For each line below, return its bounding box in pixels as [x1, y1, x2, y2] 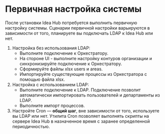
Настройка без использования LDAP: [12, 45, 91, 51]
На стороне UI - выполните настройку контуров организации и [19, 55, 152, 61]
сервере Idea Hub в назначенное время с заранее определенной [12, 118, 150, 124]
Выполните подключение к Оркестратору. [19, 50, 109, 56]
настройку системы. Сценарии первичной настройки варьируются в [5, 25, 150, 31]
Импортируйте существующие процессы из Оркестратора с [19, 71, 147, 77]
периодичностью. [12, 123, 50, 129]
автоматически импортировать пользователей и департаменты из [19, 92, 160, 98]
